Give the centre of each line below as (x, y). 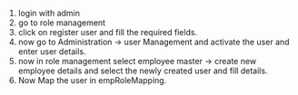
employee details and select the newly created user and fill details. (143, 71)
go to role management (62, 23)
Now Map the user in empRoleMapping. (92, 80)
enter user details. (52, 52)
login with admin (49, 13)
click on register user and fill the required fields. (108, 32)
